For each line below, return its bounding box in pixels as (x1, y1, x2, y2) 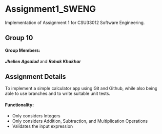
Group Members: (5, 47, 40, 53)
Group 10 (5, 34, 33, 42)
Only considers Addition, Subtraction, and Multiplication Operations (12, 118, 148, 124)
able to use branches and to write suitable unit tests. (5, 90, 111, 96)
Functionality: (5, 102, 34, 108)
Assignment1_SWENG (5, 3, 96, 15)
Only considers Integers (12, 112, 61, 118)
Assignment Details (5, 72, 66, 81)
